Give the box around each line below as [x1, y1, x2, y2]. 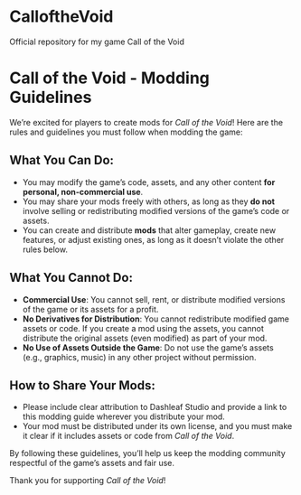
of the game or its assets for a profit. [22, 304, 159, 314]
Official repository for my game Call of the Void [9, 36, 185, 47]
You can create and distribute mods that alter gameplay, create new [22, 224, 277, 236]
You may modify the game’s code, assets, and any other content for [22, 176, 276, 187]
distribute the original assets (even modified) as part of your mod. [22, 332, 268, 343]
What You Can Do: [9, 153, 115, 168]
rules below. [22, 244, 68, 255]
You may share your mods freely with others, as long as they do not [22, 196, 276, 207]
